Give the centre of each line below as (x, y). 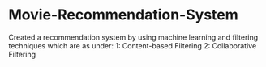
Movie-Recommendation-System (124, 15)
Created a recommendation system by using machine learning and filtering (133, 37)
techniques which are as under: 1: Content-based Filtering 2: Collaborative (133, 45)
